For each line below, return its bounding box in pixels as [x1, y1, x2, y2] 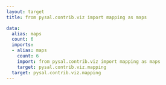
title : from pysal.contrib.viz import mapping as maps [6, 14, 147, 20]
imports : [11, 42, 34, 48]
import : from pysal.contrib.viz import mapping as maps [17, 58, 161, 65]
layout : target [6, 8, 45, 15]
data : [6, 25, 20, 31]
